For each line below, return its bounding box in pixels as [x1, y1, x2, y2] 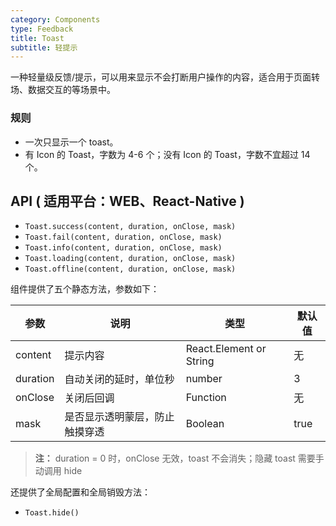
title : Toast [10, 33, 65, 43]
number [185, 372, 223, 386]
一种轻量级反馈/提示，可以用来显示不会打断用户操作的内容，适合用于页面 [10, 71, 312, 83]
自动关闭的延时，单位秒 [64, 372, 175, 386]
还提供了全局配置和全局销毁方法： [10, 486, 151, 498]
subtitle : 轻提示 [10, 42, 78, 53]
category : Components [10, 14, 101, 25]
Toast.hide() [24, 508, 80, 518]
